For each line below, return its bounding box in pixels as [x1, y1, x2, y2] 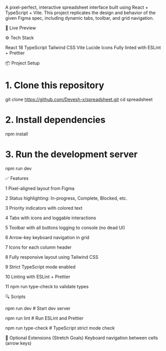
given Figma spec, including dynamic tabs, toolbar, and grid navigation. [5, 15, 154, 21]
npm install [5, 131, 28, 137]
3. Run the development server [5, 149, 138, 160]
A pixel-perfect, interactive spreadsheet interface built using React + [5, 5, 148, 10]
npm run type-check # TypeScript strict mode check [5, 325, 115, 331]
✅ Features [5, 175, 29, 181]
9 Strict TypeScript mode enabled [5, 263, 76, 270]
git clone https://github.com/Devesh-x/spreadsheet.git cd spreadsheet [5, 96, 153, 102]
